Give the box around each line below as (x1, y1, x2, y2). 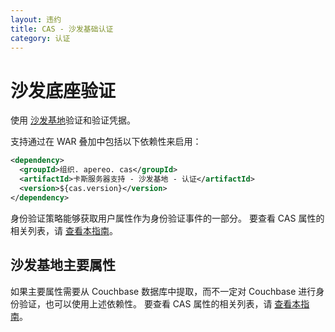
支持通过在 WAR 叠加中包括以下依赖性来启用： (10, 136, 202, 148)
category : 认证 (10, 33, 71, 43)
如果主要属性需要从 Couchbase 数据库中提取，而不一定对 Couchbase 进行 (10, 285, 317, 297)
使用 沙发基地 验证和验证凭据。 (10, 114, 136, 126)
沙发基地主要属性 (10, 257, 116, 274)
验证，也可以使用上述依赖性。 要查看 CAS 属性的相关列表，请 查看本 (18, 297, 302, 310)
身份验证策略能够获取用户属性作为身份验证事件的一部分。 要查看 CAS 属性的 (10, 212, 325, 224)
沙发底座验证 (10, 79, 117, 102)
